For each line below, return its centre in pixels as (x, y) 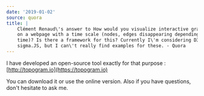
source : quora (24, 18)
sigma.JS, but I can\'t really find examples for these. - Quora (102, 46)
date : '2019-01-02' (31, 12)
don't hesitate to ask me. (37, 87)
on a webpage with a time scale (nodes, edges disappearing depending (108, 35)
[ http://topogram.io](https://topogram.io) (57, 69)
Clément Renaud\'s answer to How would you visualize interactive (103, 29)
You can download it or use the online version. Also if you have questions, (99, 81)
